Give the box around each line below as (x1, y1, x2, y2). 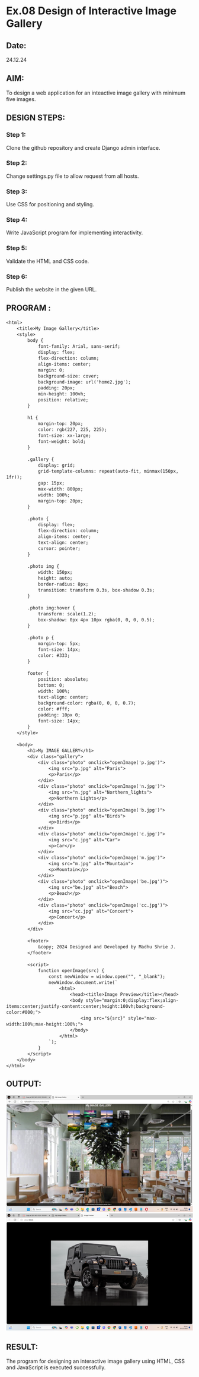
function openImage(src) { (37, 967, 105, 973)
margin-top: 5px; (37, 640, 81, 646)
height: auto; (37, 575, 73, 581)
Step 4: (6, 216, 28, 224)
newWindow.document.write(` (48, 979, 118, 985)
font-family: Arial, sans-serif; (37, 343, 120, 349)
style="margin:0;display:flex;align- (85, 997, 179, 1003)
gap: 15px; (37, 480, 65, 486)
